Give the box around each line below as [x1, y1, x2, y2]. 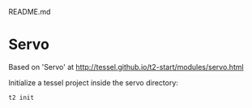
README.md [8, 7, 51, 16]
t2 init [8, 93, 35, 102]
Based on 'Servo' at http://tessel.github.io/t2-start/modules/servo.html [8, 62, 245, 71]
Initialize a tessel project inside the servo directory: [8, 77, 178, 88]
